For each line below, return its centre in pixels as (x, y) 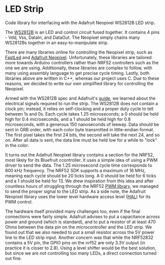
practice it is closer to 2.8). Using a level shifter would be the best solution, (81, 248)
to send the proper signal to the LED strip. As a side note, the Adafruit (75, 191)
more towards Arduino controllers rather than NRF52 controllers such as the (82, 62)
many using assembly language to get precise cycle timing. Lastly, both (77, 73)
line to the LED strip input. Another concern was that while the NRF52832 (79, 237)
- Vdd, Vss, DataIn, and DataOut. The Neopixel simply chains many (72, 37)
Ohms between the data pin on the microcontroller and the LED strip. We (79, 227)
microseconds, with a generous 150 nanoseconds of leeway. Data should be (82, 124)
